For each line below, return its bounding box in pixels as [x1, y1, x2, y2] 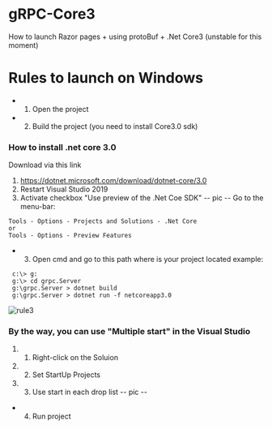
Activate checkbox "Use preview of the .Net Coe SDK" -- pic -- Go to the [19, 193, 264, 203]
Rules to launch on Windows [8, 69, 204, 88]
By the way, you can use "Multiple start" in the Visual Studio [8, 326, 251, 337]
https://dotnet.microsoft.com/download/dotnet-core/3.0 [19, 176, 207, 186]
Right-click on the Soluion [32, 353, 119, 363]
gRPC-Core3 [8, 5, 96, 24]
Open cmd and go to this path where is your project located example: [32, 255, 264, 264]
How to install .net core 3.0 [8, 141, 117, 152]
